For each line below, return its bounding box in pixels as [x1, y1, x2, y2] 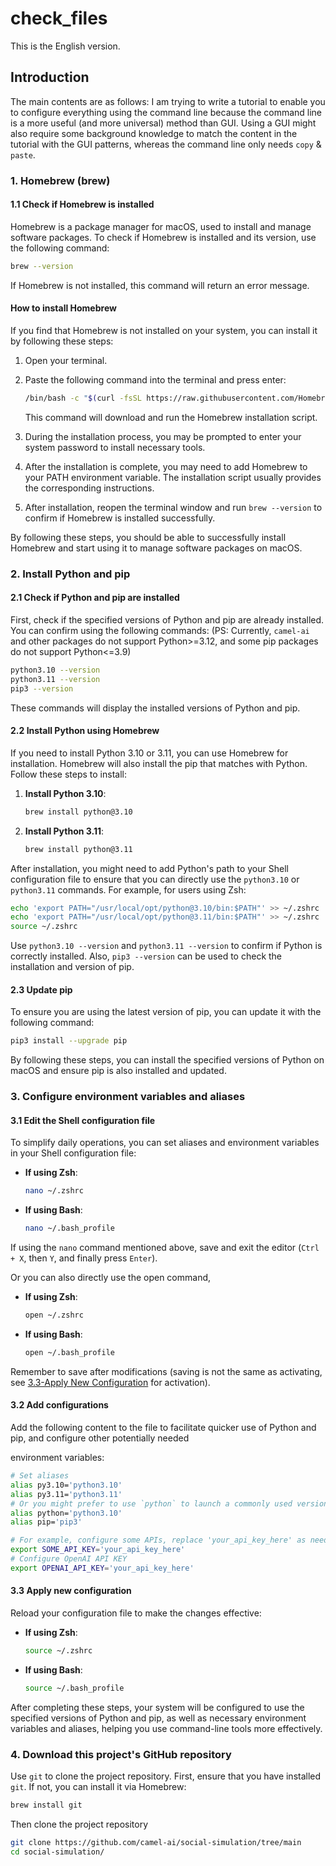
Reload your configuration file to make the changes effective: [10, 1607, 262, 1619]
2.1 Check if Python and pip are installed [10, 592, 180, 604]
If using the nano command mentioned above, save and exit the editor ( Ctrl [10, 1242, 320, 1254]
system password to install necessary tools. [24, 441, 206, 453]
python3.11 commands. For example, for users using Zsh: [10, 883, 247, 896]
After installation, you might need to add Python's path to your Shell [10, 862, 289, 874]
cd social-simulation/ [10, 1847, 105, 1857]
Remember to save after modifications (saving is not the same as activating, [10, 1365, 323, 1377]
